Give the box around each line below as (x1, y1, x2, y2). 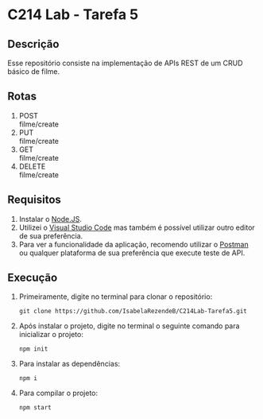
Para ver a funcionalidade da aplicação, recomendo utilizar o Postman (18, 239, 249, 249)
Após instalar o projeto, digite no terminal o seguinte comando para (18, 321, 240, 331)
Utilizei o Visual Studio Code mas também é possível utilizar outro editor (18, 223, 255, 232)
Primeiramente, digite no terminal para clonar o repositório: (18, 292, 213, 301)
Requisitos (7, 193, 61, 207)
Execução (7, 271, 58, 285)
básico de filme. (7, 67, 60, 76)
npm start (18, 404, 52, 412)
